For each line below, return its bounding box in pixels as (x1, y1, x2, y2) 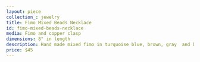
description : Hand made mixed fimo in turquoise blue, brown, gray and (6, 42, 190, 48)
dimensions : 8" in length (6, 36, 70, 42)
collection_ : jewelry (6, 14, 60, 20)
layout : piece (6, 8, 42, 15)
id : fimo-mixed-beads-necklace (6, 25, 84, 31)
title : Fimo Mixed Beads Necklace (6, 19, 92, 25)
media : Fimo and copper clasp (6, 31, 82, 37)
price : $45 (6, 47, 33, 53)
